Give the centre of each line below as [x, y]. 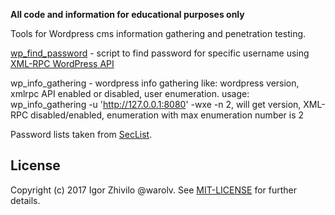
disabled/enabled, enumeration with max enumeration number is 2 [167, 115]
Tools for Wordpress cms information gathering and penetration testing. [158, 33]
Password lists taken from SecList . [81, 134]
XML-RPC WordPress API [62, 63]
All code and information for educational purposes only [127, 14]
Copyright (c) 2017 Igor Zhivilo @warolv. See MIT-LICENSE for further [154, 190]
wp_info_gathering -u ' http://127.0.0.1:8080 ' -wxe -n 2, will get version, [156, 104]
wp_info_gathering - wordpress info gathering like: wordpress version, [155, 83]
